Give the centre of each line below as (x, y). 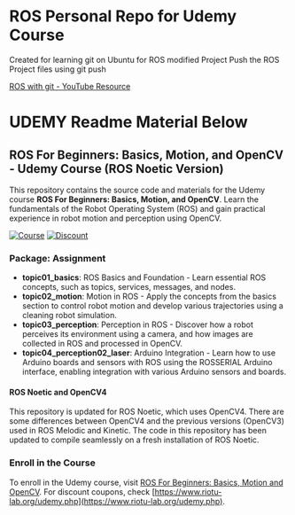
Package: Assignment (58, 258)
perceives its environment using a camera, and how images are (138, 334)
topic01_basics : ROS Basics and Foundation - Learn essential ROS (144, 277)
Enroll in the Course (52, 463)
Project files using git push (58, 69)
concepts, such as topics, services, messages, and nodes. (129, 287)
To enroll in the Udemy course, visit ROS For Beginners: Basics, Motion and (146, 482)
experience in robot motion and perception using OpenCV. (116, 218)
